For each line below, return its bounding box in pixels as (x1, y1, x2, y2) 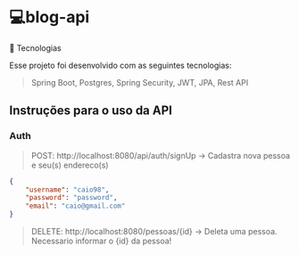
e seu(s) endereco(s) (30, 160, 109, 170)
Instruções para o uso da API (9, 103, 172, 119)
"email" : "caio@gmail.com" (25, 202, 126, 210)
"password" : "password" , (25, 193, 118, 202)
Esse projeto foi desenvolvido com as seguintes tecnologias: (9, 60, 232, 70)
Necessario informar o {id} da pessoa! (30, 235, 172, 246)
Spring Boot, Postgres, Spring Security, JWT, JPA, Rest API (30, 77, 249, 87)
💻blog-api (9, 7, 90, 28)
